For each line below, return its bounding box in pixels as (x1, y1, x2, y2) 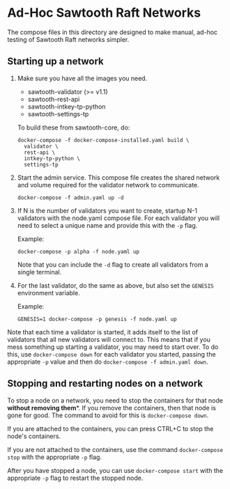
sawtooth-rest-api (27, 95, 80, 103)
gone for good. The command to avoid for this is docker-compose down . (7, 411, 209, 419)
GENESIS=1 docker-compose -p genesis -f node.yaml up (17, 316, 177, 323)
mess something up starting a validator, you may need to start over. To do (7, 343, 219, 351)
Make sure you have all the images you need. (17, 74, 148, 82)
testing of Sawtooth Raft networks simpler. (7, 35, 130, 43)
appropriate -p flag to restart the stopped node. (7, 474, 144, 482)
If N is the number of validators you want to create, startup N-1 (17, 206, 197, 215)
